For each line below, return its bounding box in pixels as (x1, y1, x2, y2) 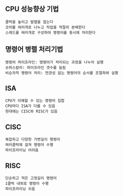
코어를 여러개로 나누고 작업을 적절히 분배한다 (5, 25, 85, 30)
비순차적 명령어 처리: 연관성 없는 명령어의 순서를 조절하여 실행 (5, 70, 118, 76)
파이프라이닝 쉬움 (5, 186, 35, 191)
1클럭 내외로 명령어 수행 (5, 181, 49, 186)
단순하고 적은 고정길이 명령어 (5, 176, 57, 181)
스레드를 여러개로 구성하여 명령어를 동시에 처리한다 (5, 30, 96, 35)
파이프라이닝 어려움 (5, 148, 39, 153)
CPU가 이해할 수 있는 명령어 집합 (5, 98, 65, 103)
